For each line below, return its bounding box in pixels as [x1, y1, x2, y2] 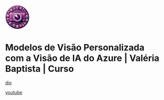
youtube [5, 89, 23, 95]
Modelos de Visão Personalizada [5, 42, 144, 53]
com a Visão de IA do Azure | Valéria [5, 52, 159, 64]
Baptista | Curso [5, 63, 74, 74]
